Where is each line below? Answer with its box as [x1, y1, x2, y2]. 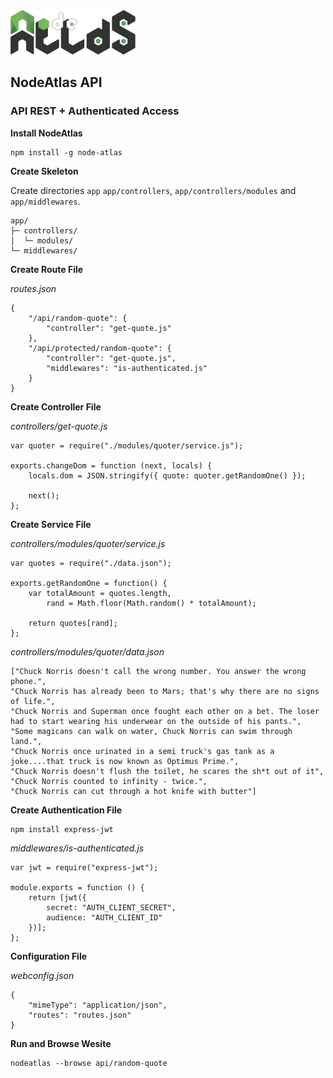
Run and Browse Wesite [10, 1037, 112, 1049]
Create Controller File [10, 400, 102, 413]
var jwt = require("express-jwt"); [10, 862, 159, 873]
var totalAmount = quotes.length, [28, 588, 172, 598]
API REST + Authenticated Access [10, 104, 180, 118]
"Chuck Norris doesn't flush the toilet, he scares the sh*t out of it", [10, 766, 325, 776]
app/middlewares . [10, 195, 81, 207]
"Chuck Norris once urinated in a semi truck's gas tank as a [10, 746, 275, 756]
